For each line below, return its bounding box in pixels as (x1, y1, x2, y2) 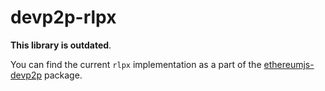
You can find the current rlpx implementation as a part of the (10, 58, 262, 70)
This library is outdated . (10, 39, 112, 51)
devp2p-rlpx (10, 6, 117, 29)
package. (43, 69, 83, 81)
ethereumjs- (263, 58, 315, 70)
